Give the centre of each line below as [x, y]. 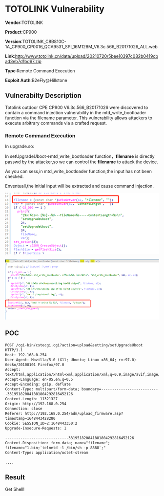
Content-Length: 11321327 [31, 399]
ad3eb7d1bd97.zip [23, 61]
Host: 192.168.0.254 [26, 355]
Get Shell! [15, 489]
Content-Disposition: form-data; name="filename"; [58, 443]
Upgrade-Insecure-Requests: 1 [36, 428]
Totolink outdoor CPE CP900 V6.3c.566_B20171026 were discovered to [77, 107]
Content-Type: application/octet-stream [47, 453]
